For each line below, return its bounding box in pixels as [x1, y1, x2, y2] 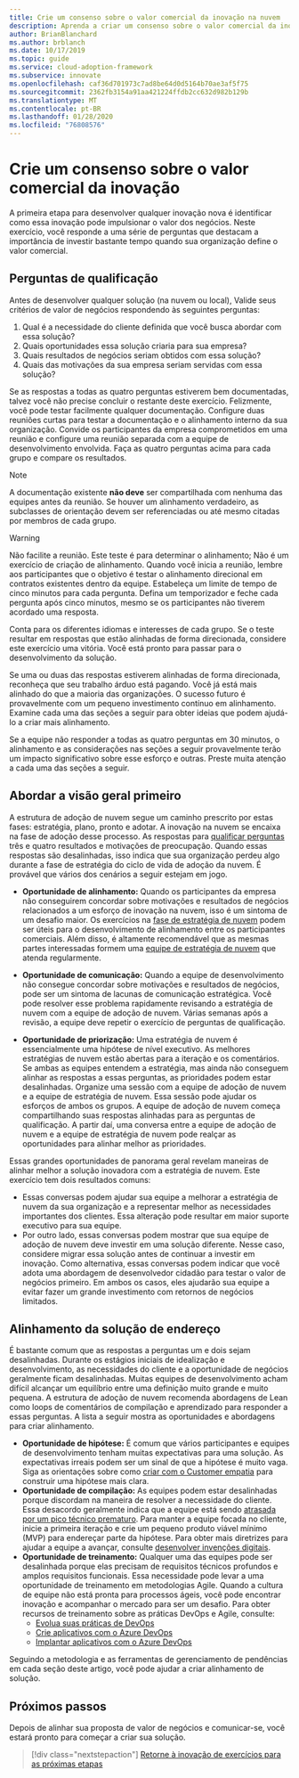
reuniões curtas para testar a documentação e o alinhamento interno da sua [9, 414, 287, 425]
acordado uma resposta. [9, 607, 100, 617]
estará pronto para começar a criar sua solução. [9, 1732, 186, 1742]
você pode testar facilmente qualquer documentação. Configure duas [9, 404, 265, 415]
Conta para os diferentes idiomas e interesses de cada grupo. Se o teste [9, 624, 275, 634]
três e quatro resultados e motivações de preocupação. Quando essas [9, 840, 268, 851]
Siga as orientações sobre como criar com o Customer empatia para [21, 1466, 273, 1477]
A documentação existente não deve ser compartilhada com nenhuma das [9, 486, 283, 497]
